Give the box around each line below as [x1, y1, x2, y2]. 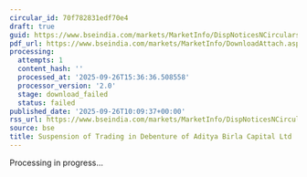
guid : [9, 30, 30, 39]
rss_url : [9, 115, 43, 124]
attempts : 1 [17, 56, 64, 65]
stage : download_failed [17, 89, 108, 99]
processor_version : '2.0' [17, 81, 117, 90]
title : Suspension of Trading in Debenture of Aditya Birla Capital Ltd [9, 132, 292, 141]
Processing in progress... [9, 157, 103, 168]
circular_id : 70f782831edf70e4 [9, 13, 129, 23]
